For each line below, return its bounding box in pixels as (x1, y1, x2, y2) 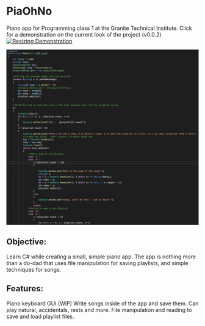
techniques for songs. (6, 266, 62, 273)
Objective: (6, 236, 47, 247)
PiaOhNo (6, 4, 52, 18)
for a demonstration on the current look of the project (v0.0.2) (6, 30, 162, 38)
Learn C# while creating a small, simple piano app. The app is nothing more (6, 253, 196, 260)
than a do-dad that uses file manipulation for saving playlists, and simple (6, 259, 189, 266)
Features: (6, 283, 44, 294)
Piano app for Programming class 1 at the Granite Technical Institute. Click (6, 24, 192, 32)
